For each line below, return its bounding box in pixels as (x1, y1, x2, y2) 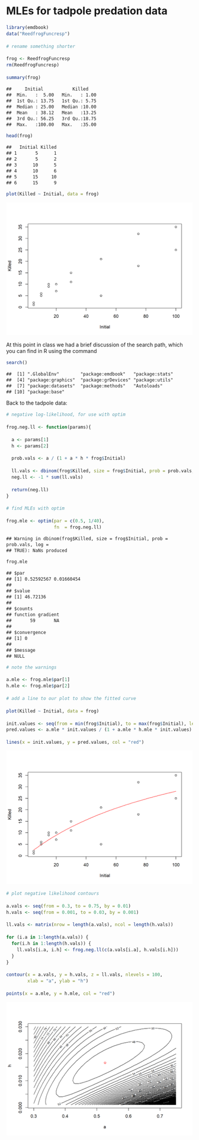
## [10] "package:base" (6, 389, 65, 395)
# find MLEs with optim (6, 505, 65, 511)
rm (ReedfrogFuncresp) (6, 62, 60, 68)
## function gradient (6, 612, 60, 617)
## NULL (6, 653, 25, 659)
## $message (6, 647, 36, 653)
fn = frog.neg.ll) (53, 524, 102, 530)
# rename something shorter (6, 43, 76, 49)
